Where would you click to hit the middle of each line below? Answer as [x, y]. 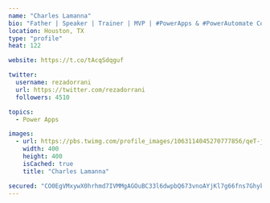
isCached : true [48, 164]
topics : [21, 112]
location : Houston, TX [46, 31]
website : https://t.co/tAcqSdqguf [66, 60]
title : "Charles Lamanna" [66, 171]
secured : [23, 186]
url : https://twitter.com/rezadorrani [81, 89]
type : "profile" [35, 38]
